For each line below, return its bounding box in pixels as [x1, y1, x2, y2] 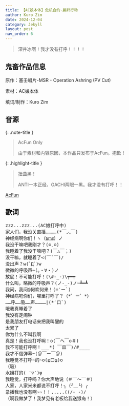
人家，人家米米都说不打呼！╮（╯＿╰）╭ [5, 383, 88, 389]
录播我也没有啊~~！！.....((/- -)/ [5, 389, 87, 395]
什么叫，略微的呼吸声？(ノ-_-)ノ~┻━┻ [5, 280, 88, 286]
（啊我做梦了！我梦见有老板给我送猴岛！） [5, 396, 95, 401]
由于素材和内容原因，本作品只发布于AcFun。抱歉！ [17, 150, 126, 156]
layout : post [5, 27, 33, 32]
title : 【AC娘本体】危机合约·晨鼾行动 [5, 7, 78, 13]
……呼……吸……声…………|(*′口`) [5, 299, 67, 306]
